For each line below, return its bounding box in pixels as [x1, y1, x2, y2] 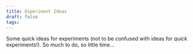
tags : [6, 19, 19, 25]
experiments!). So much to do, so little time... [6, 41, 115, 48]
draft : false [6, 14, 38, 20]
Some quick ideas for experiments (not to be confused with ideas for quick [6, 35, 188, 42]
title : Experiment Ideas [6, 8, 67, 15]
